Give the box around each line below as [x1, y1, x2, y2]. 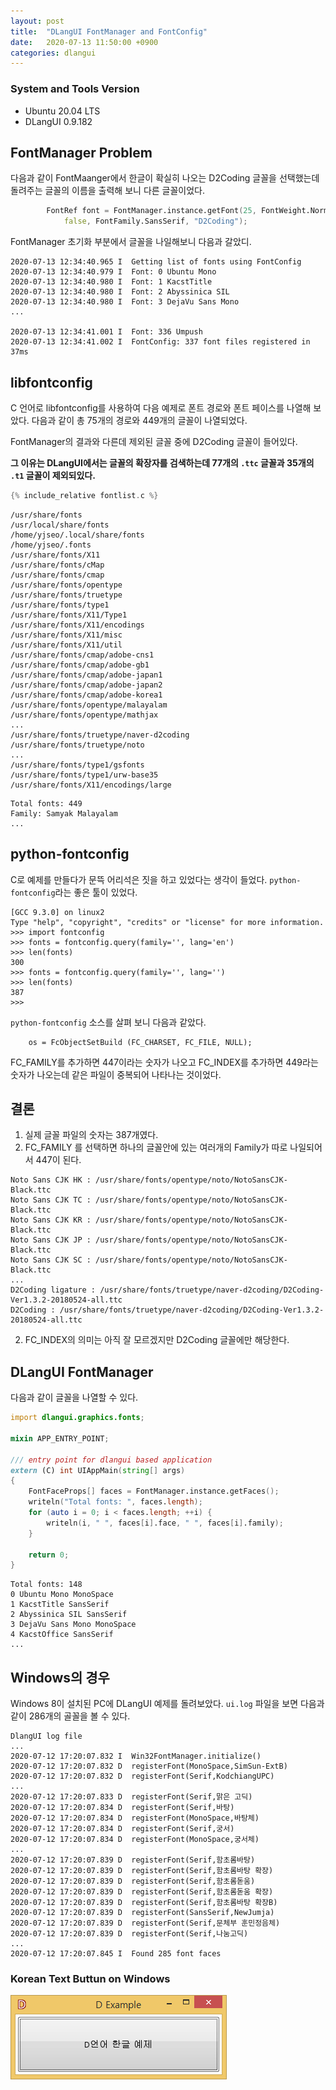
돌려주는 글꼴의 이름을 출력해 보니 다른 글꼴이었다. [10, 185, 206, 197]
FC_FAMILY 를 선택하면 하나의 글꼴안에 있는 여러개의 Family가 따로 [24, 1141, 288, 1154]
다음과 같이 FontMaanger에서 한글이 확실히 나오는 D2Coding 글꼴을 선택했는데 [10, 172, 320, 184]
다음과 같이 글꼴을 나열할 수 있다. [10, 1391, 139, 1404]
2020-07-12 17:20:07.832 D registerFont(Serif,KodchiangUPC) [10, 1771, 275, 1782]
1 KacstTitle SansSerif [10, 1600, 110, 1610]
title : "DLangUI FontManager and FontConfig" [10, 26, 208, 37]
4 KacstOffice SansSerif [10, 1630, 114, 1640]
